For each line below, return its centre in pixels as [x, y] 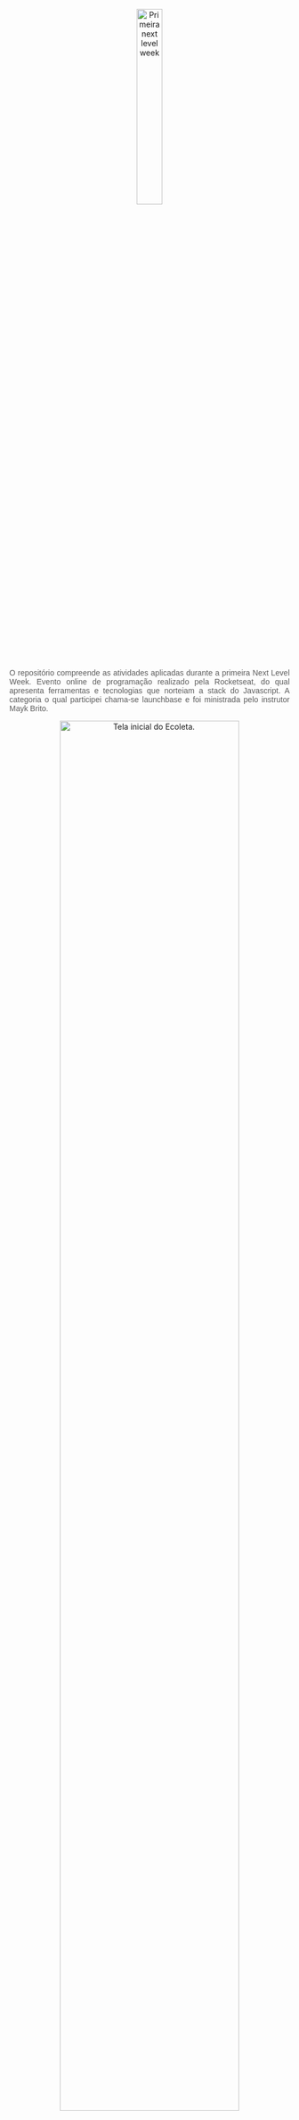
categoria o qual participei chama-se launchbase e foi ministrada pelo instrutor [149, 700]
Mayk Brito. [29, 708]
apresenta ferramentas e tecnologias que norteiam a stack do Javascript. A [149, 691]
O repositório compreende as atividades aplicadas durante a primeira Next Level [149, 673]
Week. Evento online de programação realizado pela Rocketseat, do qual [149, 682]
